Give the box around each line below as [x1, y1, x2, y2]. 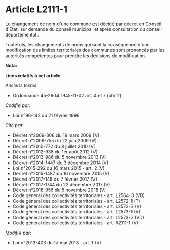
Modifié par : [5, 229, 32, 236]
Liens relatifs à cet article [5, 72, 61, 78]
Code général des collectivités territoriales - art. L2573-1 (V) [12, 208, 140, 215]
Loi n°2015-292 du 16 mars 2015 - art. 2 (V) [12, 165, 105, 171]
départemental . [5, 31, 39, 38]
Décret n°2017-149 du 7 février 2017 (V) [12, 176, 98, 182]
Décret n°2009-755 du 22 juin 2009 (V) [12, 137, 97, 144]
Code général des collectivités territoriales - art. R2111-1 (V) [12, 220, 139, 226]
